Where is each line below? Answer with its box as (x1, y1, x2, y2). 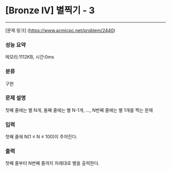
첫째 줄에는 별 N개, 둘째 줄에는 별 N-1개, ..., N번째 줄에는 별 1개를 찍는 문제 (5, 107, 153, 113)
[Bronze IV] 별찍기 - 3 (5, 5, 95, 16)
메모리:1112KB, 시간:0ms (5, 54, 54, 60)
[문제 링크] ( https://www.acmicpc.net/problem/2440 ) (5, 27, 116, 33)
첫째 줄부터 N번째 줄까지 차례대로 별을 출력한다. (5, 160, 100, 166)
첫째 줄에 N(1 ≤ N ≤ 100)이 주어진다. (5, 134, 78, 140)
